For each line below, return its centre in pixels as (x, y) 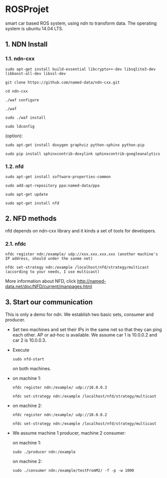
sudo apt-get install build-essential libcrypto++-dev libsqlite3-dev (80, 69)
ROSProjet (27, 9)
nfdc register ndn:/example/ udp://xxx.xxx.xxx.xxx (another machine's (81, 254)
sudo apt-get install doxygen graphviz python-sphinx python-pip (75, 145)
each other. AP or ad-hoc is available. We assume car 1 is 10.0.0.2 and (85, 335)
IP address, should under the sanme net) (49, 259)
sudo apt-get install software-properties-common (58, 177)
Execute (21, 350)
